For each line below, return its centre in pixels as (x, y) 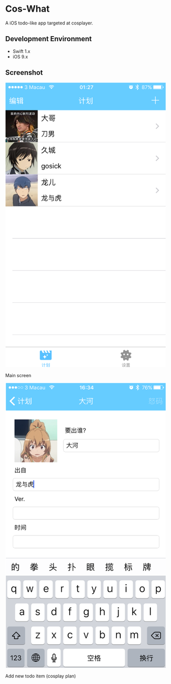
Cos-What (27, 9)
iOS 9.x (20, 56)
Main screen (18, 375)
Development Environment (49, 39)
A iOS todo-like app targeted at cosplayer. (49, 23)
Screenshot (24, 73)
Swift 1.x (21, 51)
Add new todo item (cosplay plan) (41, 676)
